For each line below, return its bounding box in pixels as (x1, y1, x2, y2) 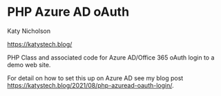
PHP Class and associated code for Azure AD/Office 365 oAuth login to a (7, 53, 215, 62)
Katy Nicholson (7, 27, 50, 35)
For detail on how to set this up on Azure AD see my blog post (7, 73, 184, 82)
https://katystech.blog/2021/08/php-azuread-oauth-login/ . (7, 81, 174, 89)
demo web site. (7, 60, 51, 69)
